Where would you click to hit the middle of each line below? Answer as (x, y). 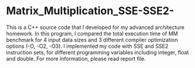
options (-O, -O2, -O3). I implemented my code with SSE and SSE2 (87, 46)
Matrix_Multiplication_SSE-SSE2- (90, 11)
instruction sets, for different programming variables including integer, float (97, 52)
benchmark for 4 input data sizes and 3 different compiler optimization (92, 40)
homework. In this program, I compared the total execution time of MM (92, 33)
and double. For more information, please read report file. (76, 59)
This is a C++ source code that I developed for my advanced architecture (95, 27)
